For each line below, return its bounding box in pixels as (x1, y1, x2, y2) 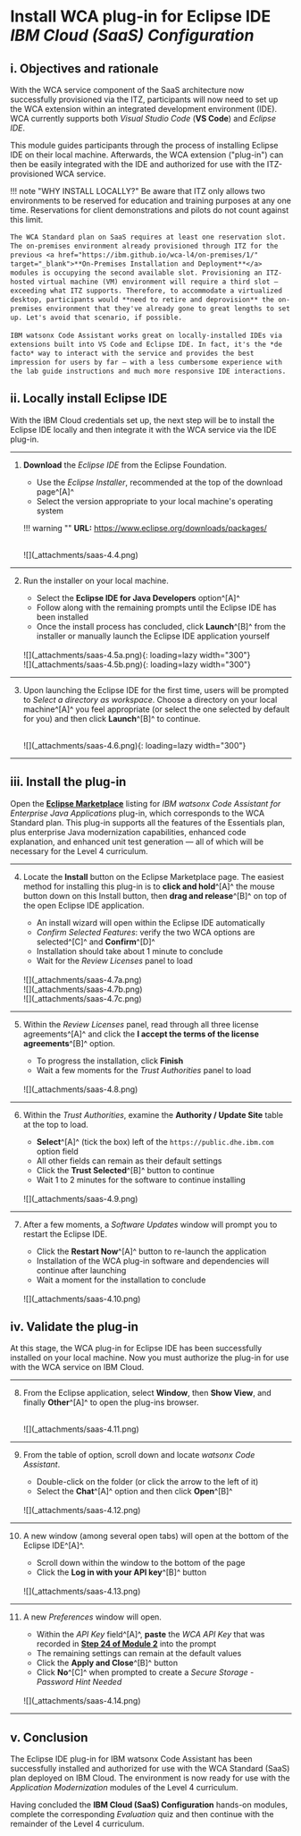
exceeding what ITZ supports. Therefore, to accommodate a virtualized (10, 286, 282, 295)
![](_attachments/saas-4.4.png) (22, 549, 139, 560)
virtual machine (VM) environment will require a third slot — (38, 277, 279, 286)
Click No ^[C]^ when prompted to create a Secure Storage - (36, 1667, 255, 1678)
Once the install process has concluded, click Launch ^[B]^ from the (36, 621, 287, 631)
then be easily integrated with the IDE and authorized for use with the (10, 159, 265, 169)
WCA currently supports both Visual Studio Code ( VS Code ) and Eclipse (10, 114, 276, 123)
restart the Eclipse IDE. (22, 1228, 108, 1240)
